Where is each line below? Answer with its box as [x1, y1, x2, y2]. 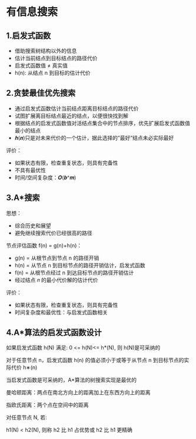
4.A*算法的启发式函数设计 [6, 327, 102, 338]
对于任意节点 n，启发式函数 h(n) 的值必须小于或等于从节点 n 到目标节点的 [6, 357, 184, 364]
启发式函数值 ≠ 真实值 [14, 62, 68, 69]
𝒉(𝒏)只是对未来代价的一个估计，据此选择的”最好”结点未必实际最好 [14, 134, 174, 141]
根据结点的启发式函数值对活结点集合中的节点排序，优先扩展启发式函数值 [14, 119, 190, 126]
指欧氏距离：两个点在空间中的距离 [6, 401, 89, 408]
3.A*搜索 [6, 193, 40, 203]
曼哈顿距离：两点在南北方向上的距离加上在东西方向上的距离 [6, 389, 151, 396]
